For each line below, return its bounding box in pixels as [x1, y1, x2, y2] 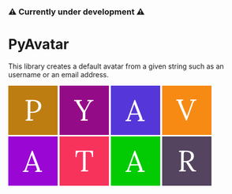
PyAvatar [8, 35, 69, 54]
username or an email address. [8, 69, 109, 79]
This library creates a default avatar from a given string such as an [8, 62, 225, 71]
